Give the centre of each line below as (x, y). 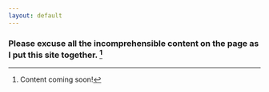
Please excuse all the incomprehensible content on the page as (134, 43)
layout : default (35, 15)
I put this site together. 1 (55, 54)
